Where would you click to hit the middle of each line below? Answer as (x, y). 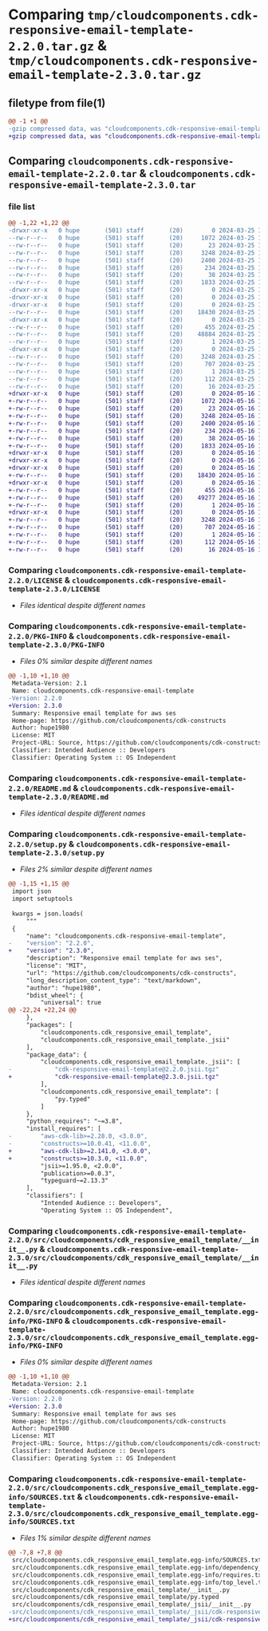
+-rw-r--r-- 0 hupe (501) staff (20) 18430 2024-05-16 (132, 476)
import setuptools (42, 899)
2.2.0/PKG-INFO (38, 636)
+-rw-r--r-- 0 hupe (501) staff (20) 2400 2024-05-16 (132, 423)
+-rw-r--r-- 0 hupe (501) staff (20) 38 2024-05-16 (132, 438)
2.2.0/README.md (40, 788)
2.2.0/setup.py (38, 845)
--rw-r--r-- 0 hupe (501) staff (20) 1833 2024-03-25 (132, 282)
